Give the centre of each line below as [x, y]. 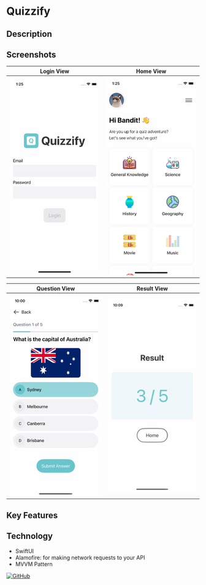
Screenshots [31, 54]
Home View [151, 71]
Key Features [32, 515]
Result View [153, 288]
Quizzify [29, 11]
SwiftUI [25, 551]
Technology [30, 536]
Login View [54, 71]
